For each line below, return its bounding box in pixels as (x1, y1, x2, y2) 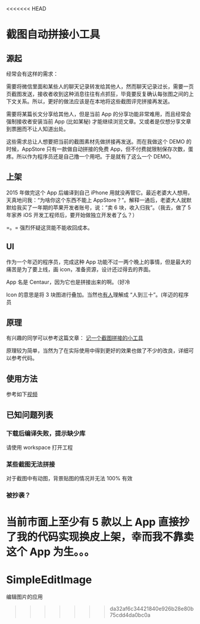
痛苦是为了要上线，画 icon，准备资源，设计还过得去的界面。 (6, 265, 154, 273)
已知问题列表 (6, 409, 54, 420)
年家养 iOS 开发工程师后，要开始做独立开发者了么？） (6, 211, 138, 218)
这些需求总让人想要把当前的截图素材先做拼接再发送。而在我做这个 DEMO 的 (6, 138, 192, 145)
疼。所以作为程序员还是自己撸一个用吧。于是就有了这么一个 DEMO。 (6, 153, 174, 160)
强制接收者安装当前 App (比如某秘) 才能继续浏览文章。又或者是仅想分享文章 (6, 118, 192, 125)
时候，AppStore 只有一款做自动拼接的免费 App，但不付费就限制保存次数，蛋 (6, 145, 193, 153)
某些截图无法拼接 (6, 460, 55, 468)
